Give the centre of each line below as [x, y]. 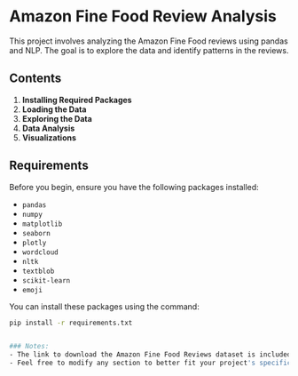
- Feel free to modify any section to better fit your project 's [132, 363]
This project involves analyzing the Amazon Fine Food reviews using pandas [149, 41]
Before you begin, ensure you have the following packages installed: [134, 187]
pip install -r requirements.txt [71, 323]
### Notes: [29, 347]
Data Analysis [48, 128]
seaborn [36, 233]
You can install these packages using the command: [104, 306]
